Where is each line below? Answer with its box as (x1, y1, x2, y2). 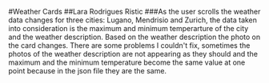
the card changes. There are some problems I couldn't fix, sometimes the (8, 41, 251, 50)
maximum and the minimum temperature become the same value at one (8, 57, 246, 67)
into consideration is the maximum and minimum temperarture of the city (8, 24, 249, 33)
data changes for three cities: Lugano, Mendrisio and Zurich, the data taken (8, 15, 258, 25)
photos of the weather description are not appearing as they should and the (8, 49, 259, 58)
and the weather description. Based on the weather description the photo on (8, 32, 261, 41)
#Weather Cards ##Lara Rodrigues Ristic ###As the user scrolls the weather (8, 7, 261, 16)
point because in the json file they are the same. (8, 66, 167, 75)
